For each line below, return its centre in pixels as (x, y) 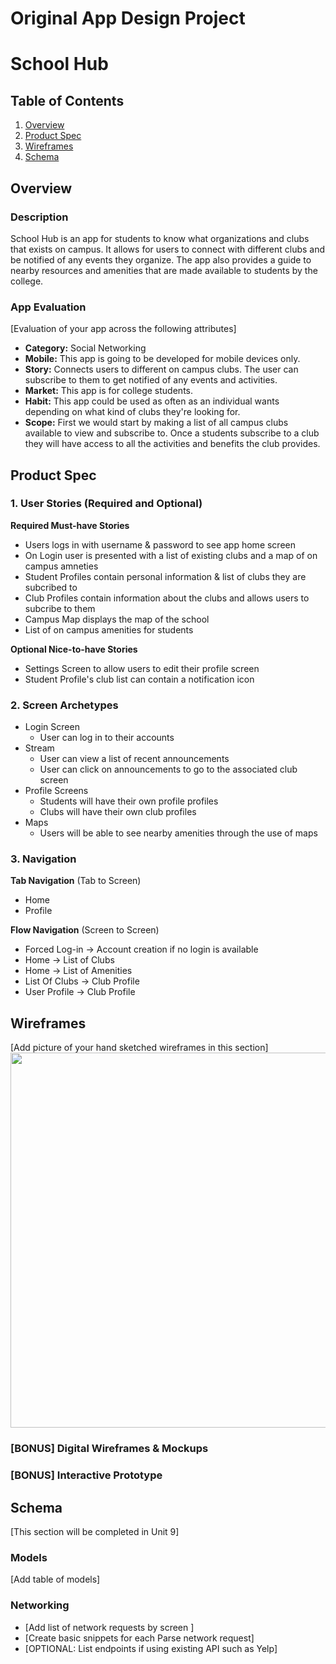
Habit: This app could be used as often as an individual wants (152, 401)
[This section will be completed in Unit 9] (95, 1531)
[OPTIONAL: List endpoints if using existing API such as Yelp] (151, 1648)
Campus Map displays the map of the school (117, 619)
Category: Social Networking (85, 348)
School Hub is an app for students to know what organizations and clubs (160, 238)
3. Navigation (43, 859)
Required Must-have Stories (70, 525)
